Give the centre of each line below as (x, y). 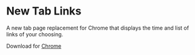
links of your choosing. (35, 34)
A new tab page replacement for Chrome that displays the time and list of (98, 28)
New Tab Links (44, 11)
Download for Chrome (34, 46)
